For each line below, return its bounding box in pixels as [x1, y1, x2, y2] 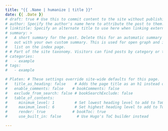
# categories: [5, 53, 35, 59]
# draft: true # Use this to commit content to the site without [5, 16, 144, 21]
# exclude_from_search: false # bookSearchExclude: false [5, 90, 133, 95]
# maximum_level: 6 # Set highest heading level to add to [5, 104, 157, 110]
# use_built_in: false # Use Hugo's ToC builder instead [5, 114, 149, 119]
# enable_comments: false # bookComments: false [5, 86, 120, 91]
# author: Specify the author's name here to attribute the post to [5, 21, 151, 26]
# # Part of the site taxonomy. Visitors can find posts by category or [5, 49, 160, 54]
